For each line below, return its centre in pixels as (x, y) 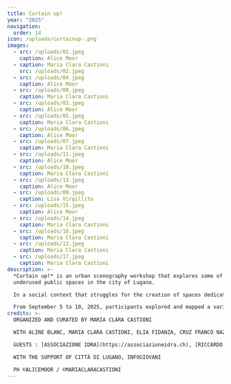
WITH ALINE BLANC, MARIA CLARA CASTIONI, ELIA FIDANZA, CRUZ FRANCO (113, 332)
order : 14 (27, 33)
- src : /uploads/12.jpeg (49, 244)
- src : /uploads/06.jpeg (49, 129)
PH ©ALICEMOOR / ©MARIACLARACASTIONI (67, 370)
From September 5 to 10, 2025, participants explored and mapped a (112, 307)
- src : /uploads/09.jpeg (49, 193)
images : (18, 45)
